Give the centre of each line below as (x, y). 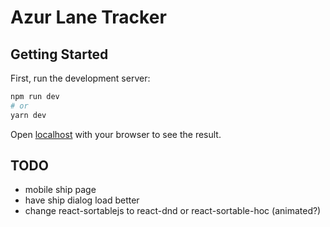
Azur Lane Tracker (88, 17)
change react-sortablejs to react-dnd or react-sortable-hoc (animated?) (173, 211)
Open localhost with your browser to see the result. (116, 134)
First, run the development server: (80, 78)
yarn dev (28, 115)
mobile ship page (60, 190)
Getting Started (59, 54)
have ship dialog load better (82, 200)
